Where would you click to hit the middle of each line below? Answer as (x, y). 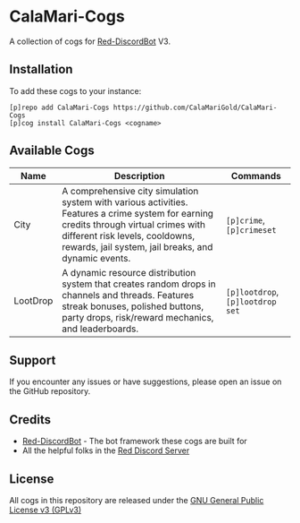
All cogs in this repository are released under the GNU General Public (137, 500)
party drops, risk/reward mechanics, (138, 317)
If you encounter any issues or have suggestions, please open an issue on (146, 382)
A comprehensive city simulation (130, 191)
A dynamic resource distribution (129, 272)
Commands (256, 176)
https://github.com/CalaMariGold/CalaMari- (195, 107)
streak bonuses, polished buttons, (133, 306)
